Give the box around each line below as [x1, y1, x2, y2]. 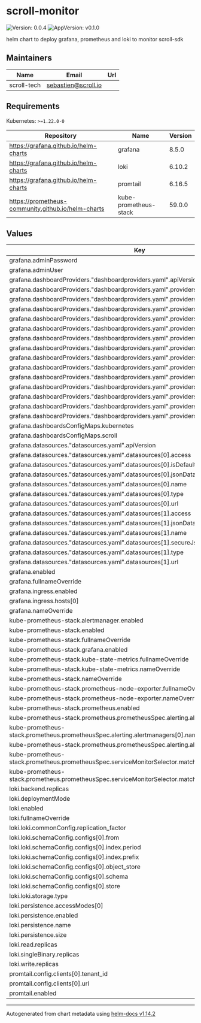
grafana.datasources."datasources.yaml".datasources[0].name [9, 480, 187, 489]
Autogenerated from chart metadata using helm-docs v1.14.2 [6, 1010, 156, 1018]
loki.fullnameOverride [9, 814, 70, 822]
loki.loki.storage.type [9, 892, 68, 900]
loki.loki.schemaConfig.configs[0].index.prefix [9, 853, 139, 861]
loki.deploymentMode [9, 795, 71, 803]
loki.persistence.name [9, 921, 71, 930]
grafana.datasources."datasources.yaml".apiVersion [9, 441, 156, 450]
